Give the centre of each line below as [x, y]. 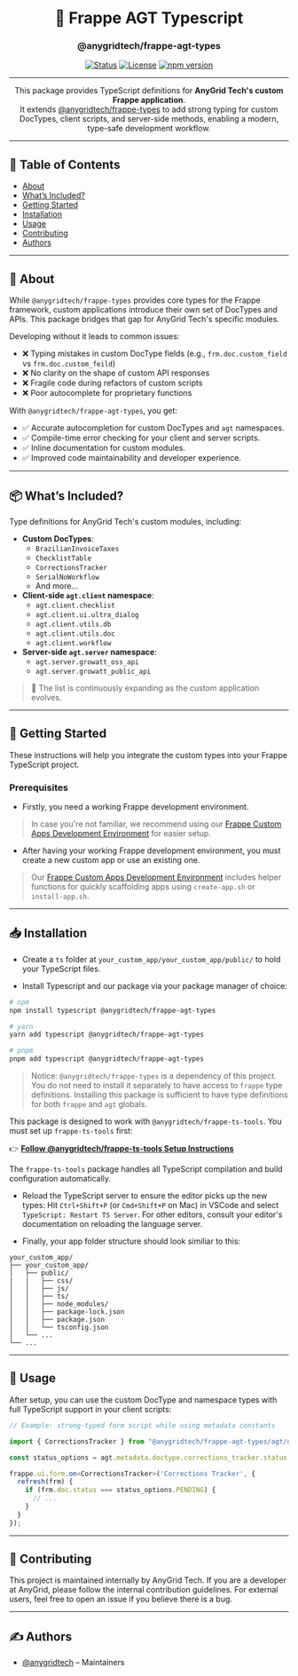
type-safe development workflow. [149, 129]
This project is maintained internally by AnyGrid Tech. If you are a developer [148, 1580]
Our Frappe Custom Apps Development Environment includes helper [156, 877]
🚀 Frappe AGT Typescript [149, 18]
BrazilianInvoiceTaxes [77, 549]
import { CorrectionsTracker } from [77, 1442]
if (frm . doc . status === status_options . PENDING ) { [121, 1490]
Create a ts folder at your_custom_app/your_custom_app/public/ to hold [151, 959]
